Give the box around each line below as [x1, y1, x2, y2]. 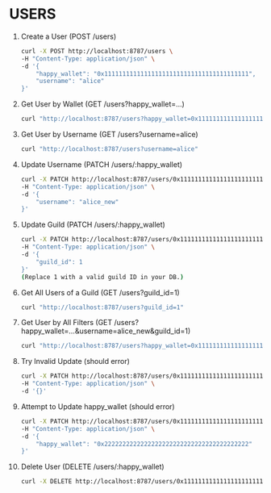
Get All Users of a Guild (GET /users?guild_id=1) [20, 287, 180, 297]
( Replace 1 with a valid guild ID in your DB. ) [20, 273, 184, 281]
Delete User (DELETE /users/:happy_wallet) [20, 462, 165, 472]
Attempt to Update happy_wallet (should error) [20, 401, 176, 412]
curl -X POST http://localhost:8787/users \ [20, 47, 173, 55]
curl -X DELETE [20, 478, 73, 486]
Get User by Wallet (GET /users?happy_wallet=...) [20, 99, 185, 109]
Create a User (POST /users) [20, 31, 117, 41]
